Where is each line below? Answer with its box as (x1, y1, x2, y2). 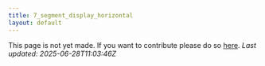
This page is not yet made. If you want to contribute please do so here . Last (8, 40, 257, 49)
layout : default (8, 19, 62, 27)
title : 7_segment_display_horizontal (8, 11, 134, 20)
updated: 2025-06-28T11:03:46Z (8, 49, 117, 58)
